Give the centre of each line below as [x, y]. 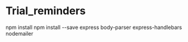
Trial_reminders [46, 11]
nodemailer [19, 33]
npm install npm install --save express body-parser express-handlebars [94, 27]
